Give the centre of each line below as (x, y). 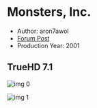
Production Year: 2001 (48, 45)
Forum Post (33, 38)
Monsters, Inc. (49, 12)
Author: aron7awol (43, 31)
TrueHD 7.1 (30, 67)
